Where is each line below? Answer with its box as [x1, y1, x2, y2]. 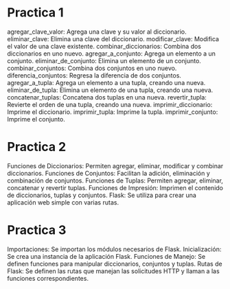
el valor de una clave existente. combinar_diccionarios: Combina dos [7, 42, 201, 50]
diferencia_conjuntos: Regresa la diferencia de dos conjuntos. [7, 71, 182, 80]
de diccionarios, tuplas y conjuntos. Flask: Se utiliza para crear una [7, 191, 197, 199]
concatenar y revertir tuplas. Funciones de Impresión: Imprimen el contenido [7, 183, 223, 192]
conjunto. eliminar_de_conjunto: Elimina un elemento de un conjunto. [7, 56, 201, 65]
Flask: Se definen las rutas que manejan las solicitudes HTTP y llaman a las [7, 266, 220, 275]
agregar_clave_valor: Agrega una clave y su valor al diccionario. [7, 27, 187, 36]
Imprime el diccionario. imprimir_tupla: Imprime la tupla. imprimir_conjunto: [7, 108, 218, 116]
